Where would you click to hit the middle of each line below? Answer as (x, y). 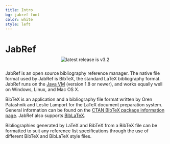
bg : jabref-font (22, 15)
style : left (18, 24)
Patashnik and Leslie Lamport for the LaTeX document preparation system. (84, 105)
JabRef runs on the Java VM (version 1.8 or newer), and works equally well (84, 84)
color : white (19, 19)
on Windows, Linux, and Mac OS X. (42, 90)
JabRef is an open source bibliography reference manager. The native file (83, 73)
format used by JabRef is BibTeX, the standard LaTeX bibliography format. (83, 79)
